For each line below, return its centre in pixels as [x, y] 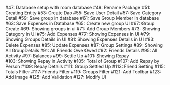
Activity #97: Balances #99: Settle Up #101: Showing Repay [67, 56]
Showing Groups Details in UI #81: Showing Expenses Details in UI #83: [80, 39]
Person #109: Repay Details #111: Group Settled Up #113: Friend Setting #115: [85, 66]
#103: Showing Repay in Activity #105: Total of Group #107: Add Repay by [82, 61]
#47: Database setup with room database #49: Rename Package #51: [78, 7]
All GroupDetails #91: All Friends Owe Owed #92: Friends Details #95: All [81, 50]
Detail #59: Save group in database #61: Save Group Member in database [82, 18]
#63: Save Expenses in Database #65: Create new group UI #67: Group [80, 23]
